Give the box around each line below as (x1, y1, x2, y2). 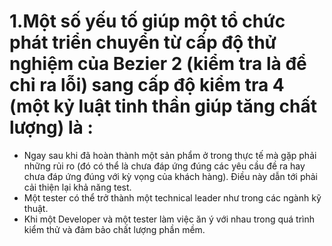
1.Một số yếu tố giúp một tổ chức (9, 10, 286, 33)
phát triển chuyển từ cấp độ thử (9, 31, 277, 54)
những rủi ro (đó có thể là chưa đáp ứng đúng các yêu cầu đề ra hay (23, 160, 306, 172)
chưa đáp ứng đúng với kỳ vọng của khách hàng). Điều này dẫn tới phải (23, 170, 319, 182)
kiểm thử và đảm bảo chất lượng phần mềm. (23, 223, 206, 235)
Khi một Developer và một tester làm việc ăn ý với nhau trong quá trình (23, 213, 316, 225)
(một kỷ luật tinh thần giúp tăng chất (9, 95, 317, 118)
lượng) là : (9, 116, 94, 139)
